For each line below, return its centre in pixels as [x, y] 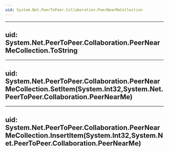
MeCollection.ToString [41, 51]
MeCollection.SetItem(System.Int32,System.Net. [84, 89]
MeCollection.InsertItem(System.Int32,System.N [84, 135]
